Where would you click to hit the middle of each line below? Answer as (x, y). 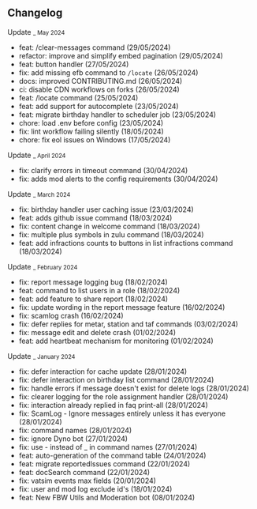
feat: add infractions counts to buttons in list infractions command (126, 243)
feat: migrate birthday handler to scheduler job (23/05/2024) (117, 115)
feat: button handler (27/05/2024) (74, 64)
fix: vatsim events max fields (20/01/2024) (88, 481)
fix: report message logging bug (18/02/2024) (93, 282)
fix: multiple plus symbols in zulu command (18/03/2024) (111, 234)
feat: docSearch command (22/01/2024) (84, 472)
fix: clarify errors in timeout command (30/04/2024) (103, 170)
